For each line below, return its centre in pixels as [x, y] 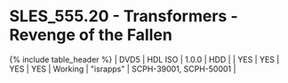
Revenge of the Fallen [91, 35]
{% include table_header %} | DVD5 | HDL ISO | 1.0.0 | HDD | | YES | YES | [144, 59]
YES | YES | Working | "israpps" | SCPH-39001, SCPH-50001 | [123, 69]
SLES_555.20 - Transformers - [124, 16]
